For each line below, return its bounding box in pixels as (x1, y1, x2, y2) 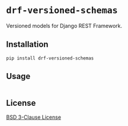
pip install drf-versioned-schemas (6, 55, 94, 61)
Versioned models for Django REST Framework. (6, 22, 123, 29)
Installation (6, 39, 49, 49)
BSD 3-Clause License (6, 114, 61, 121)
